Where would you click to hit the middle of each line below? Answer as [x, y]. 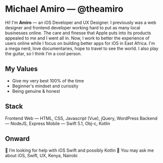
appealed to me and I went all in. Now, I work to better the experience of [77, 38]
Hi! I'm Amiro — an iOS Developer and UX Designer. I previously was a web [81, 22]
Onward [18, 138]
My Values [21, 69]
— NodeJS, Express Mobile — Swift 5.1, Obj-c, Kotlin [58, 123]
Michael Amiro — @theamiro [64, 9]
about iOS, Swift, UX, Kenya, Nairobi [41, 156]
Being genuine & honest [36, 91]
